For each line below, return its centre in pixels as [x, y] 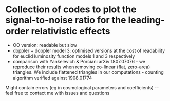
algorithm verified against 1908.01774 [52, 78]
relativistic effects [71, 31]
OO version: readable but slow [45, 45]
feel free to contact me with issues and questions [58, 93]
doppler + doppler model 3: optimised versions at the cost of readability [89, 50]
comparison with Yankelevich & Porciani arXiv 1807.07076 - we [79, 61]
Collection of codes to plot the [71, 9]
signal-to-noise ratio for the [66, 20]
